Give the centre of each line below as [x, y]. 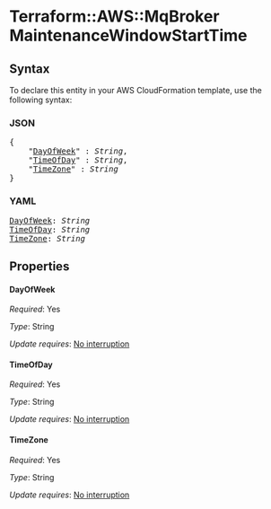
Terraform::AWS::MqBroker [114, 17]
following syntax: [41, 100]
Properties [39, 266]
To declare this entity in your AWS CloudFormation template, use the [135, 90]
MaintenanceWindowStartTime [128, 35]
